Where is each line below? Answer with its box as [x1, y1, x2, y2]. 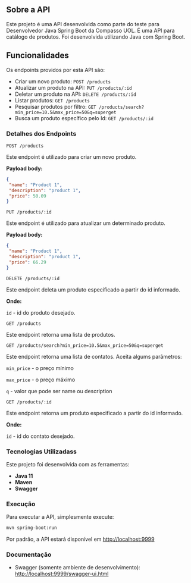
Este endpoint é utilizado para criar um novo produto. [6, 153, 137, 160]
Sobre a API [6, 5, 51, 15]
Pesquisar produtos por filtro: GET [14, 103, 96, 110]
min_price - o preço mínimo [6, 364, 74, 371]
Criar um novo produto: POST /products [14, 77, 111, 85]
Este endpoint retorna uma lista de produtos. [6, 331, 115, 338]
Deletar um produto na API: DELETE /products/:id [14, 90, 137, 98]
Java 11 [14, 472, 33, 479]
